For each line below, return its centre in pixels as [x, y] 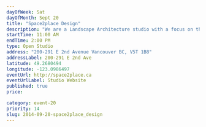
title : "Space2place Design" [44, 23]
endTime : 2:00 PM [29, 40]
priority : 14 [23, 109]
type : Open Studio [30, 47]
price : [15, 92]
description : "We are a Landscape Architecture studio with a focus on [100, 29]
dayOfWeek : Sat [26, 12]
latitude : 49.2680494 [34, 63]
